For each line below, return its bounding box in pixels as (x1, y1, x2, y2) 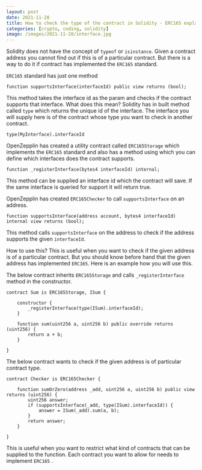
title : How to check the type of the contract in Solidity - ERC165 (6, 20, 182, 26)
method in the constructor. (6, 278, 72, 285)
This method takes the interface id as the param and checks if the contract (6, 94, 191, 102)
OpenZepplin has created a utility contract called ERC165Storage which (6, 142, 180, 149)
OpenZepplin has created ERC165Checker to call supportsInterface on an (6, 195, 185, 202)
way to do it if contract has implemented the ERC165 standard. (6, 61, 158, 68)
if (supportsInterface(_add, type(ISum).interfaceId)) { (28, 403, 173, 409)
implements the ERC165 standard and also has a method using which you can (6, 149, 195, 156)
